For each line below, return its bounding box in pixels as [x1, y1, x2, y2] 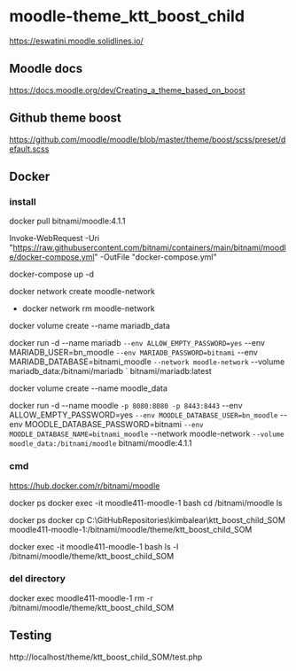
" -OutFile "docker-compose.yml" [94, 252, 217, 262]
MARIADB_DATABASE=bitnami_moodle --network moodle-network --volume [9, 356, 285, 367]
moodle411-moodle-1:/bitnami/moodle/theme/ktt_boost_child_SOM [9, 524, 253, 534]
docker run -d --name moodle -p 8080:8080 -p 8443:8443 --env [9, 401, 243, 411]
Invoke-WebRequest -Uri [9, 233, 100, 244]
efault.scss [9, 144, 50, 154]
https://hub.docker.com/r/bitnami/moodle [9, 480, 160, 491]
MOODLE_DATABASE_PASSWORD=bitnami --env [25, 419, 204, 430]
